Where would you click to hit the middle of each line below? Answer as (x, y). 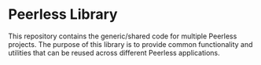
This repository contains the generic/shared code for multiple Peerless (123, 36)
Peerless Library (63, 14)
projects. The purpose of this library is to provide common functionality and (130, 44)
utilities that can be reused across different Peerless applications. (114, 52)
